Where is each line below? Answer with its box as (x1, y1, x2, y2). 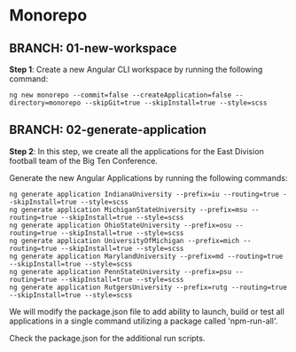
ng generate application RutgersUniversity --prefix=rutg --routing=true (9, 283, 288, 292)
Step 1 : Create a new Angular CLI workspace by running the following (9, 64, 263, 74)
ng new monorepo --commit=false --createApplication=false (9, 90, 232, 99)
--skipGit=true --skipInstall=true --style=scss (84, 98, 268, 107)
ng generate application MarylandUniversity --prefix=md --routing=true (9, 252, 284, 261)
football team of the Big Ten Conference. (9, 155, 158, 166)
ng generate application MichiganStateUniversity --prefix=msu (9, 205, 248, 214)
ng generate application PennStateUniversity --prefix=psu (9, 267, 232, 276)
